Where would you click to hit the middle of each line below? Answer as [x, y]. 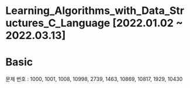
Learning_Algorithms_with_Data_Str [95, 11]
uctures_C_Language [58, 23]
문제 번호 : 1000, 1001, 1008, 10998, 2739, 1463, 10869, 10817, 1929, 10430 [94, 79]
